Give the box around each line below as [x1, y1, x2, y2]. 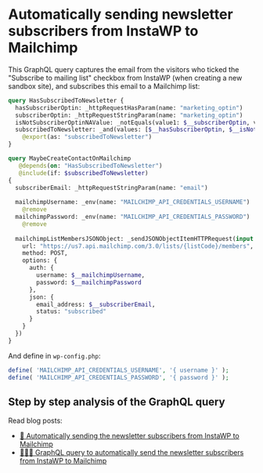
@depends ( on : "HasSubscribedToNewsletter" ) [18, 162, 163, 169]
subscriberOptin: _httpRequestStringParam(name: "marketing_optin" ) [15, 111, 243, 119]
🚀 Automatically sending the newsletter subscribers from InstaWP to [19, 431, 240, 441]
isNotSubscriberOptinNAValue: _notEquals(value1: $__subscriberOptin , [15, 118, 250, 126]
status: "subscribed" [36, 307, 107, 315]
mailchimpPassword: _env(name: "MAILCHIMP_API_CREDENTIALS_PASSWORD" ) [15, 213, 250, 221]
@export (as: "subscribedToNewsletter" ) [22, 133, 153, 141]
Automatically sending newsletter [8, 5, 233, 24]
